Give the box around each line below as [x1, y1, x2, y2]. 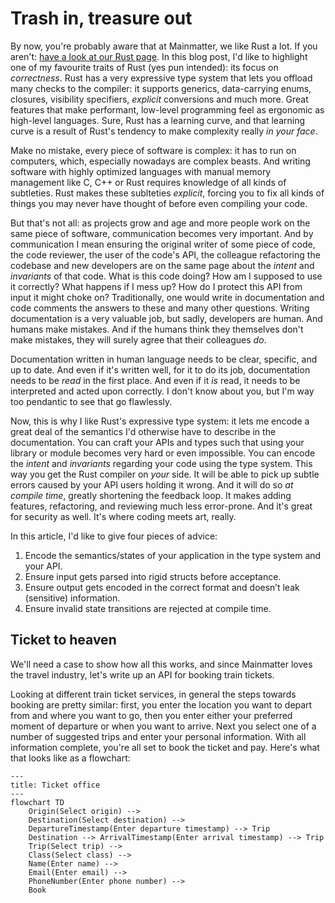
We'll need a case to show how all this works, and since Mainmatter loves [10, 658, 313, 670]
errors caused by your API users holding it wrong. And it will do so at [10, 478, 294, 491]
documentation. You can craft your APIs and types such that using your [10, 436, 305, 448]
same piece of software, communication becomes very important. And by [10, 227, 314, 239]
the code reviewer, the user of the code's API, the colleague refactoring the [10, 248, 321, 261]
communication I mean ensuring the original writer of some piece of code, [10, 238, 316, 250]
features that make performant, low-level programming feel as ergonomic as [10, 103, 325, 116]
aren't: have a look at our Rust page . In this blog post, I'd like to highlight [10, 50, 308, 62]
